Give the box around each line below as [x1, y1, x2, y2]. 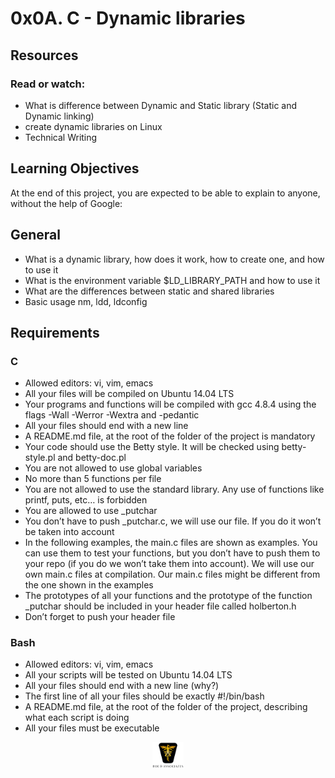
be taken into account [24, 526, 115, 538]
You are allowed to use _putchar [24, 505, 158, 517]
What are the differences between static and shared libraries [24, 285, 275, 297]
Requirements [10, 324, 100, 341]
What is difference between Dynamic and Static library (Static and [24, 99, 298, 111]
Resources [10, 47, 79, 64]
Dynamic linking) [24, 110, 95, 122]
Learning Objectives [10, 160, 140, 177]
